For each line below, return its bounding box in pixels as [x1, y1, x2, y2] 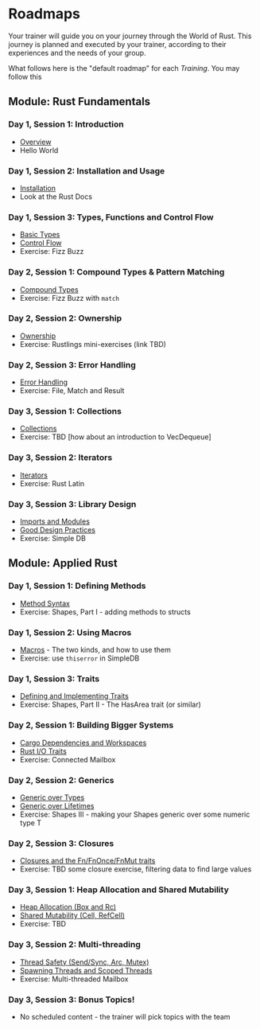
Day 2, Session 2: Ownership [8, 313, 122, 324]
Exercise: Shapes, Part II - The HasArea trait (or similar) [19, 700, 201, 709]
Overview [19, 137, 52, 146]
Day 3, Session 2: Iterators [8, 452, 113, 463]
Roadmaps [8, 5, 81, 23]
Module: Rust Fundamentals [8, 95, 151, 108]
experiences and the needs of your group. [8, 48, 146, 57]
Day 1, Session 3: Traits [8, 673, 100, 684]
